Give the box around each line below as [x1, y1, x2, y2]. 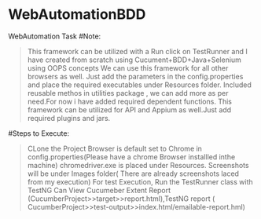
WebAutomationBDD [8, 5, 146, 24]
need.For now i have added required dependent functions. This [27, 97, 232, 106]
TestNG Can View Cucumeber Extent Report [27, 185, 171, 195]
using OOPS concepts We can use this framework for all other [27, 63, 229, 72]
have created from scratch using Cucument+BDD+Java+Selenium [27, 55, 242, 64]
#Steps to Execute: [8, 128, 69, 138]
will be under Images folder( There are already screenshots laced [27, 169, 240, 178]
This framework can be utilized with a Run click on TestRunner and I [27, 46, 248, 56]
